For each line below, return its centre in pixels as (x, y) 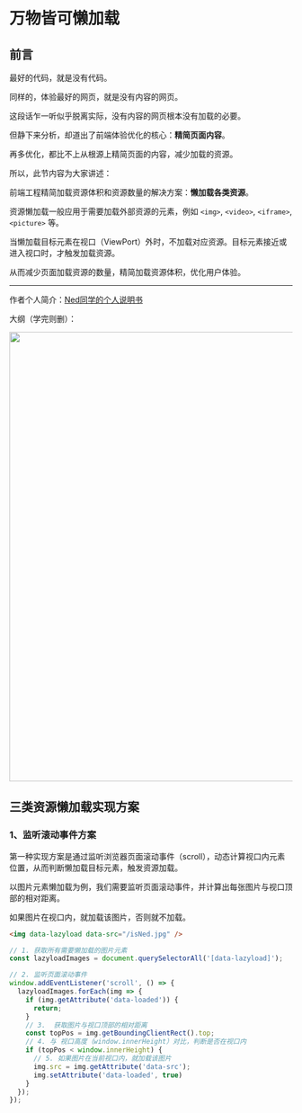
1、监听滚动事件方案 (53, 835)
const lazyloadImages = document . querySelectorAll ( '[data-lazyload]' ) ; (146, 958)
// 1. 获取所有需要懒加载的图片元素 (68, 950)
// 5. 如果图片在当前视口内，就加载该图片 (102, 1059)
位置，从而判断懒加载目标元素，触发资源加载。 (96, 868)
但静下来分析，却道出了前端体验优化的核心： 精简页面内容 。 (120, 135)
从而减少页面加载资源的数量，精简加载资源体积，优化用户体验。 (127, 272)
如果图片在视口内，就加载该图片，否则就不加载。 (100, 917)
